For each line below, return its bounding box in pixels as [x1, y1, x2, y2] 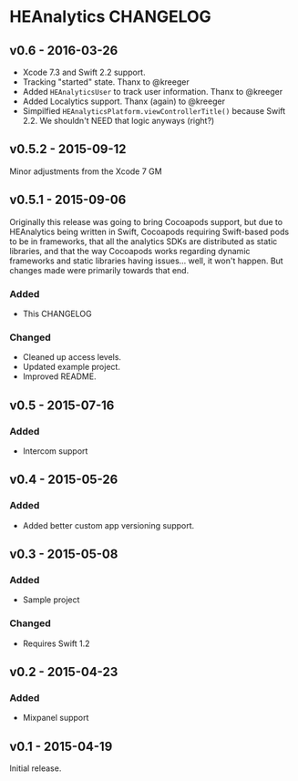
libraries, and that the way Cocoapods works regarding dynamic [9, 245, 251, 256]
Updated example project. [22, 362, 121, 373]
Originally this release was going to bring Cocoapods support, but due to [9, 216, 283, 227]
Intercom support [22, 445, 88, 457]
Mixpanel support [22, 713, 89, 724]
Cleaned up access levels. [22, 352, 121, 363]
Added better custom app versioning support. [22, 519, 195, 530]
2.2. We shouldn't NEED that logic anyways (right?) [22, 116, 215, 126]
